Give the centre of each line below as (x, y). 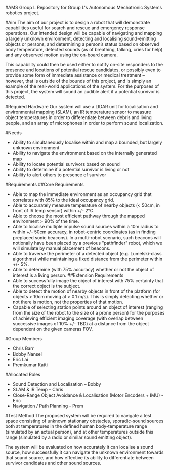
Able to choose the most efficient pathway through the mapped (79, 216)
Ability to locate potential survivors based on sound (66, 164)
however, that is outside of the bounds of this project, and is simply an (78, 81)
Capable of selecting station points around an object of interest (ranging (88, 307)
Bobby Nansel (27, 354)
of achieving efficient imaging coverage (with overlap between (78, 318)
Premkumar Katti (30, 365)
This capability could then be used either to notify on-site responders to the (84, 65)
